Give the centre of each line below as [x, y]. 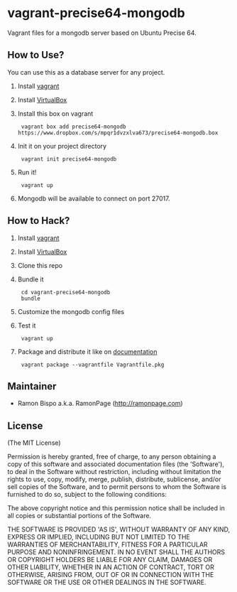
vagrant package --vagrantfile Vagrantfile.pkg [93, 365]
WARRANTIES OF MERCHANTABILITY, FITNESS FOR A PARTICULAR [108, 544]
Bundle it [31, 279]
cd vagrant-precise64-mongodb [66, 292]
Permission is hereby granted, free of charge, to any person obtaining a [112, 457]
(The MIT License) [34, 443]
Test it [27, 325]
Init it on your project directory [62, 146]
